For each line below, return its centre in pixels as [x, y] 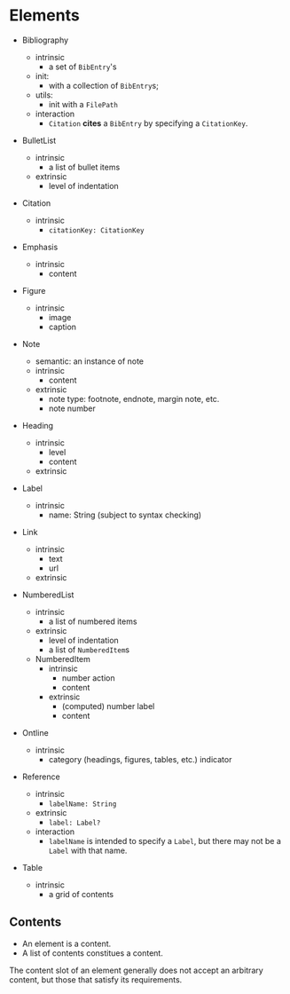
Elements [44, 16]
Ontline [35, 732]
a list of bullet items [84, 167]
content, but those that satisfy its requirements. [96, 979]
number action [88, 678]
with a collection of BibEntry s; [104, 85]
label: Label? [74, 823]
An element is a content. [67, 943]
